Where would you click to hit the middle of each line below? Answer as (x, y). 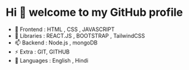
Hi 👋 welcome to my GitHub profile (94, 12)
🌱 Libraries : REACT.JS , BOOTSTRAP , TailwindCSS (80, 35)
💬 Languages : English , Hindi (51, 60)
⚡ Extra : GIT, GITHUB (42, 52)
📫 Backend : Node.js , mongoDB (56, 43)
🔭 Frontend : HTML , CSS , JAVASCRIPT (65, 29)
